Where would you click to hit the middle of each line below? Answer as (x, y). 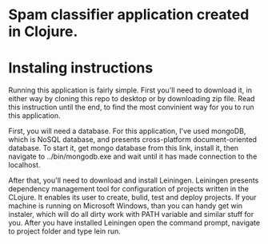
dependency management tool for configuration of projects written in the (129, 189)
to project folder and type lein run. (65, 231)
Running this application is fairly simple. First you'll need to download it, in (130, 90)
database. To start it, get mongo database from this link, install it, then (123, 148)
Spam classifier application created (129, 15)
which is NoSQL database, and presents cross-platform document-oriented (133, 140)
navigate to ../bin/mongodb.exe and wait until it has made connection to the (133, 156)
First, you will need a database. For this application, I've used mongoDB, (127, 131)
